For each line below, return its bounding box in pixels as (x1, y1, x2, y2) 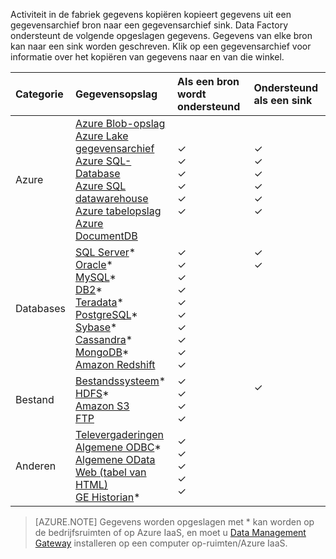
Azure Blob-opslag (74, 117, 166, 130)
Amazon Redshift (74, 358, 156, 371)
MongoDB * (74, 345, 130, 359)
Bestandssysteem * (74, 374, 167, 388)
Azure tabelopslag (74, 204, 162, 218)
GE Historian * (74, 490, 141, 504)
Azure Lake (74, 129, 129, 143)
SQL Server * (74, 245, 137, 259)
